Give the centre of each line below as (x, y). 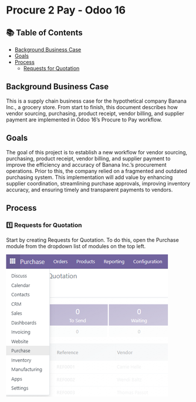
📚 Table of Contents (45, 33)
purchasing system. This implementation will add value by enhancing (89, 177)
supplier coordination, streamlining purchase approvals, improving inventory (98, 183)
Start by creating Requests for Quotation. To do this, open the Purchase (92, 240)
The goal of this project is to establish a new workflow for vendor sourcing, (97, 152)
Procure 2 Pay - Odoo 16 (66, 10)
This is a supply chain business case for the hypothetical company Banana (96, 101)
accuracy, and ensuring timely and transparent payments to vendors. (89, 190)
